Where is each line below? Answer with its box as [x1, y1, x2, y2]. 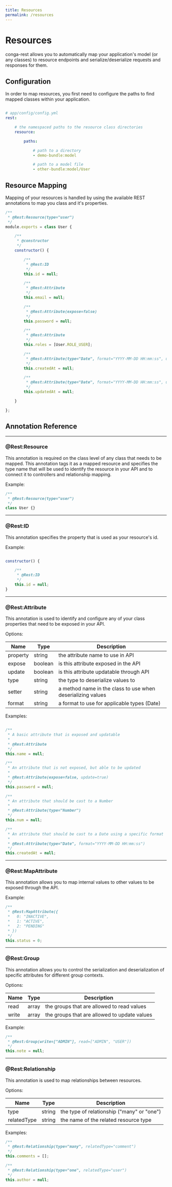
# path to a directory [32, 148, 81, 153]
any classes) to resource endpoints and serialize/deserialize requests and [5, 57, 161, 63]
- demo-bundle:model [32, 152, 77, 158]
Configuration [5, 77, 51, 86]
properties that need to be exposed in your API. [5, 621, 105, 627]
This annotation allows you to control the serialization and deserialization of [5, 966, 165, 972]
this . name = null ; [5, 751, 45, 756]
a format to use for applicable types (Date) [58, 700, 161, 707]
